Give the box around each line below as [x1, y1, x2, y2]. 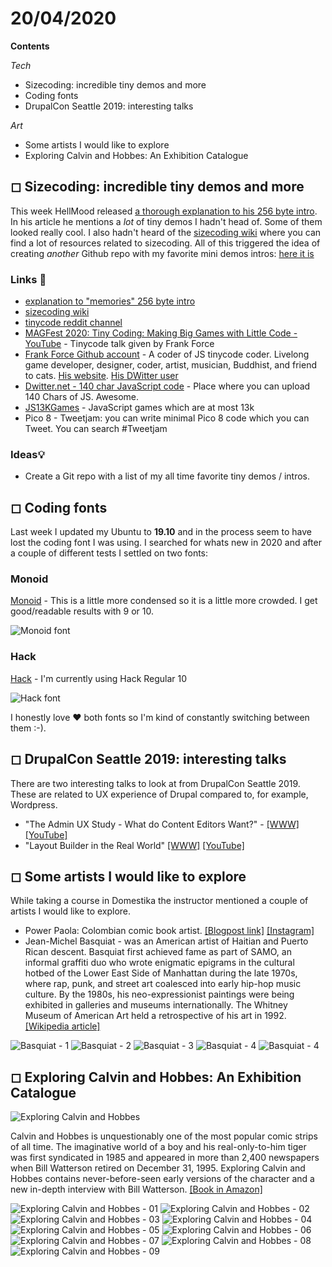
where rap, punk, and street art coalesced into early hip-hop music [24, 978, 302, 990]
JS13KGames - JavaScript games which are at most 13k [24, 402, 255, 414]
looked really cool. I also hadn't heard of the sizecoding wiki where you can [10, 226, 322, 238]
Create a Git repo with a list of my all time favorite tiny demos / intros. [24, 470, 311, 482]
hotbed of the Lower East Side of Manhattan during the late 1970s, [24, 967, 298, 979]
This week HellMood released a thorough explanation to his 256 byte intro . [10, 205, 318, 217]
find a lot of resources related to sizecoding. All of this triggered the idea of [10, 237, 321, 249]
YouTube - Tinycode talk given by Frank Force [24, 338, 215, 350]
